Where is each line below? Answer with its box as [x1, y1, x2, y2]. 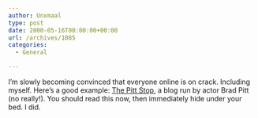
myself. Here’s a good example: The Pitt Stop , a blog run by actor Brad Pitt [8, 86, 249, 95]
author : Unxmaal [8, 11, 62, 20]
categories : [8, 41, 47, 49]
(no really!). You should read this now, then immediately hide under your [8, 94, 242, 103]
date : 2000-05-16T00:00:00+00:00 [8, 26, 118, 34]
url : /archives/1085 [8, 33, 77, 42]
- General [15, 48, 47, 56]
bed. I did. [8, 102, 41, 112]
